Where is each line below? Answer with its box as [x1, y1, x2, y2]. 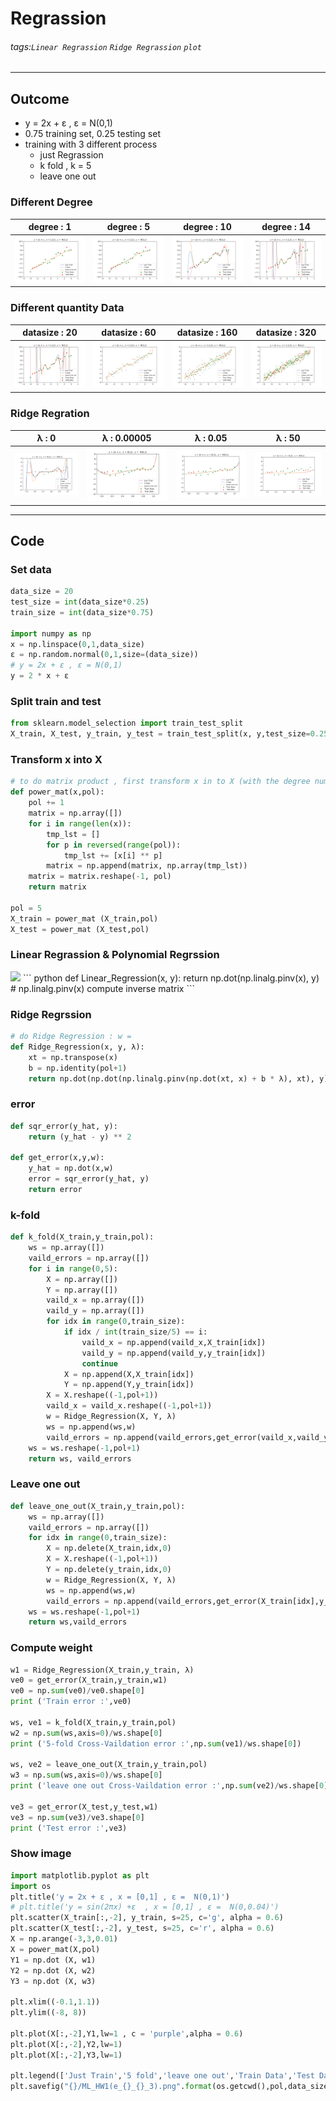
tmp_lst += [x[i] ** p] [63, 850, 163, 861]
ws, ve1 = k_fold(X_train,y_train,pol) [10, 1717, 177, 1727]
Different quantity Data [10, 301, 125, 315]
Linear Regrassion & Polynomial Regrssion [10, 948, 220, 962]
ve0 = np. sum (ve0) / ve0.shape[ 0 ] [10, 1686, 145, 1696]
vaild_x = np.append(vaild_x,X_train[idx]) [81, 1337, 267, 1347]
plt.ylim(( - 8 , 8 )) [10, 2008, 87, 2018]
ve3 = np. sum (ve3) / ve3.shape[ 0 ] [10, 1812, 145, 1822]
